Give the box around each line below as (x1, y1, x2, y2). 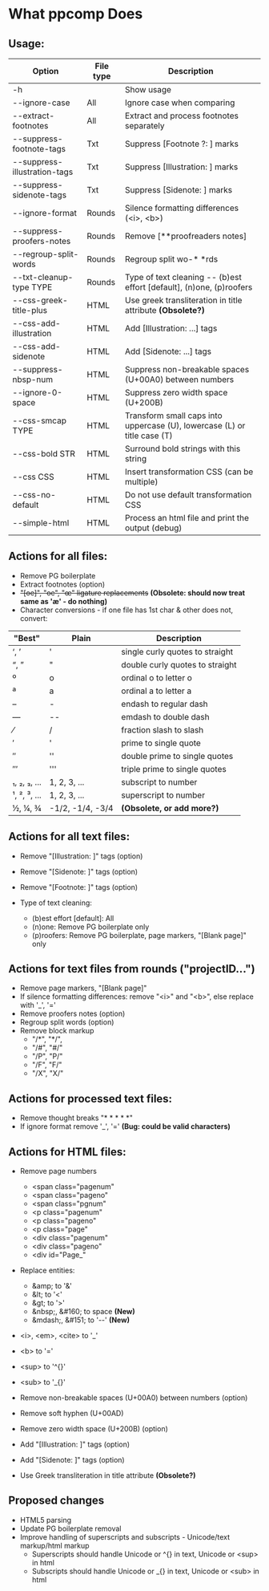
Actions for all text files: (8, 830, 130, 843)
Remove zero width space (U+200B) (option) (19, 1424, 168, 1434)
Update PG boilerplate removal (19, 1524, 122, 1533)
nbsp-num (12, 374, 54, 385)
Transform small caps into (124, 410, 223, 421)
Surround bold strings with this (124, 443, 241, 454)
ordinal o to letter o (121, 672, 192, 683)
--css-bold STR (12, 448, 76, 459)
